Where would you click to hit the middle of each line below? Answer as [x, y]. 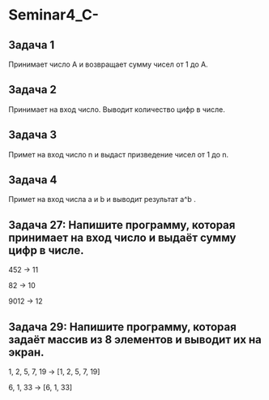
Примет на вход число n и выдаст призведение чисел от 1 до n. [119, 154]
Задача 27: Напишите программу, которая [122, 225]
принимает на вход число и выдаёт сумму [122, 237]
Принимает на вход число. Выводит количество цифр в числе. [117, 109]
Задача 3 [33, 135]
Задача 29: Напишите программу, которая [122, 327]
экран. [26, 352]
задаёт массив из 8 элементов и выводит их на [135, 340]
